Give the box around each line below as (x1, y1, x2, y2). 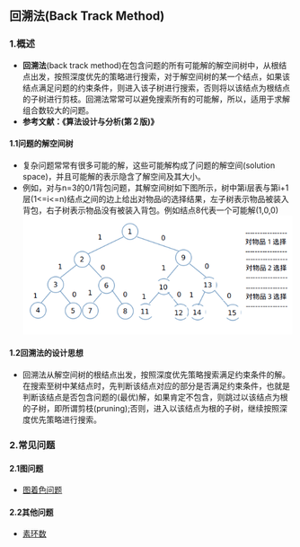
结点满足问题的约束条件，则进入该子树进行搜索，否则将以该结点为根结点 (22, 82, 290, 93)
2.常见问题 (9, 438, 56, 451)
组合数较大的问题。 (22, 104, 94, 115)
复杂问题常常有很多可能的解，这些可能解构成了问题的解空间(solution (22, 160, 276, 171)
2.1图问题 (9, 463, 44, 473)
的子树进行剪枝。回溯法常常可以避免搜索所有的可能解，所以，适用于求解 (22, 93, 290, 104)
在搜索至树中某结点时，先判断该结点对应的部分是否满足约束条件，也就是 (22, 380, 290, 391)
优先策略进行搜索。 (30, 414, 101, 425)
